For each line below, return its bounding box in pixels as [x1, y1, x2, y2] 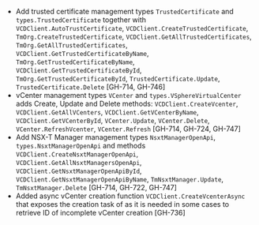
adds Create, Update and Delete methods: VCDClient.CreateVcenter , [15, 99, 238, 108]
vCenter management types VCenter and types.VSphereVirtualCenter [15, 91, 242, 99]
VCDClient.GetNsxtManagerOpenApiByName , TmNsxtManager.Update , [15, 174, 223, 184]
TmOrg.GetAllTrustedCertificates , [15, 40, 128, 50]
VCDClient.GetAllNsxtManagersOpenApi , [15, 158, 142, 167]
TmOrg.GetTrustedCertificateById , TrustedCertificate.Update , [15, 74, 220, 83]
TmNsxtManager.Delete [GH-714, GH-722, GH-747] [15, 183, 178, 192]
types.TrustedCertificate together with [15, 15, 147, 24]
